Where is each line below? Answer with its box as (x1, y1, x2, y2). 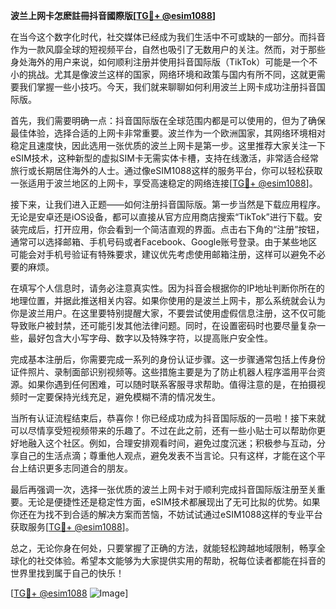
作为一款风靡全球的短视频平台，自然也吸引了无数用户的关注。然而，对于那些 (10, 44, 326, 55)
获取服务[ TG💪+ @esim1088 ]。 (10, 521, 135, 533)
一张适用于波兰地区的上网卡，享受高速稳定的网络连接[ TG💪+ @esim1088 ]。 (10, 177, 318, 189)
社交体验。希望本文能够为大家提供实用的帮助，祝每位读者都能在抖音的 (36, 555, 326, 566)
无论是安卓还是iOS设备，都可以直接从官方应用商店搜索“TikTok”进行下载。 (10, 211, 314, 223)
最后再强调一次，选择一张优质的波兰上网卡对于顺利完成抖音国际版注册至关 (10, 484, 317, 495)
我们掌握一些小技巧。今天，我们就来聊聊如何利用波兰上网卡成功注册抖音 (18, 81, 317, 93)
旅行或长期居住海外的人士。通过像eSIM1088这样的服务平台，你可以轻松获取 (10, 165, 323, 176)
